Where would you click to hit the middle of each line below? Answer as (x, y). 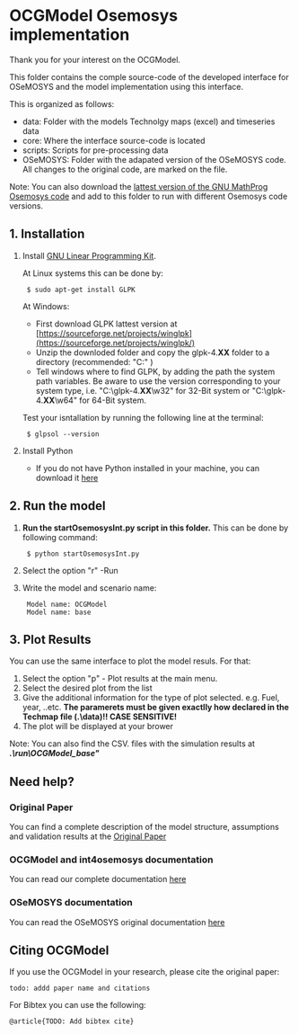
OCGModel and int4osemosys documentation (111, 860)
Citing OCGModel (59, 951)
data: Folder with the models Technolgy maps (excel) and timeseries (149, 121)
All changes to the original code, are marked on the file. (125, 169)
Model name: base (59, 612)
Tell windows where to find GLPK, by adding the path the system (155, 371)
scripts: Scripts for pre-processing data (95, 150)
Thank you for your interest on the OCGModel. (95, 59)
